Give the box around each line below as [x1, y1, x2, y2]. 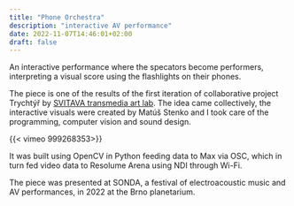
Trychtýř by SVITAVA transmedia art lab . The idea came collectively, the [9, 98, 272, 109]
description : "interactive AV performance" [9, 21, 173, 30]
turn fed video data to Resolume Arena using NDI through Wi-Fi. [9, 160, 243, 171]
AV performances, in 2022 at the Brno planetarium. [9, 187, 196, 197]
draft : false [9, 37, 58, 47]
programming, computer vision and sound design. [9, 117, 192, 127]
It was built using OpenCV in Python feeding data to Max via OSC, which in [9, 151, 282, 162]
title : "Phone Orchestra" [9, 12, 104, 22]
